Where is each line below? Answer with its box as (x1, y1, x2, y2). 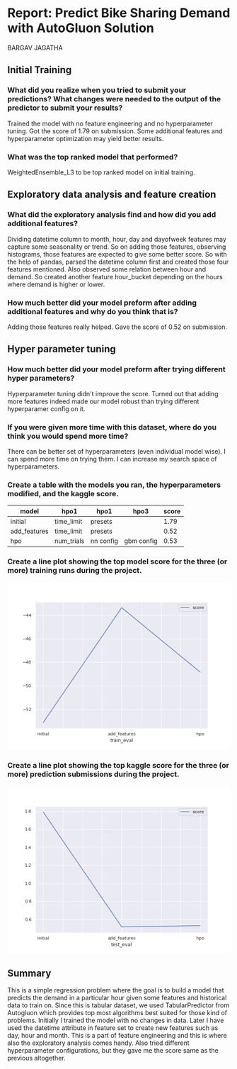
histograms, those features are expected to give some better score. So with (7, 250, 228, 258)
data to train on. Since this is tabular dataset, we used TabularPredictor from (7, 1001, 230, 1009)
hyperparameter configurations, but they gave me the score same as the (7, 1046, 219, 1055)
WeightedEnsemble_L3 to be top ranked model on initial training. (7, 168, 196, 177)
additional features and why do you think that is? (7, 306, 178, 316)
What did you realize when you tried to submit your (7, 85, 186, 95)
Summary (7, 967, 52, 979)
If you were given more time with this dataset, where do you (7, 422, 217, 432)
